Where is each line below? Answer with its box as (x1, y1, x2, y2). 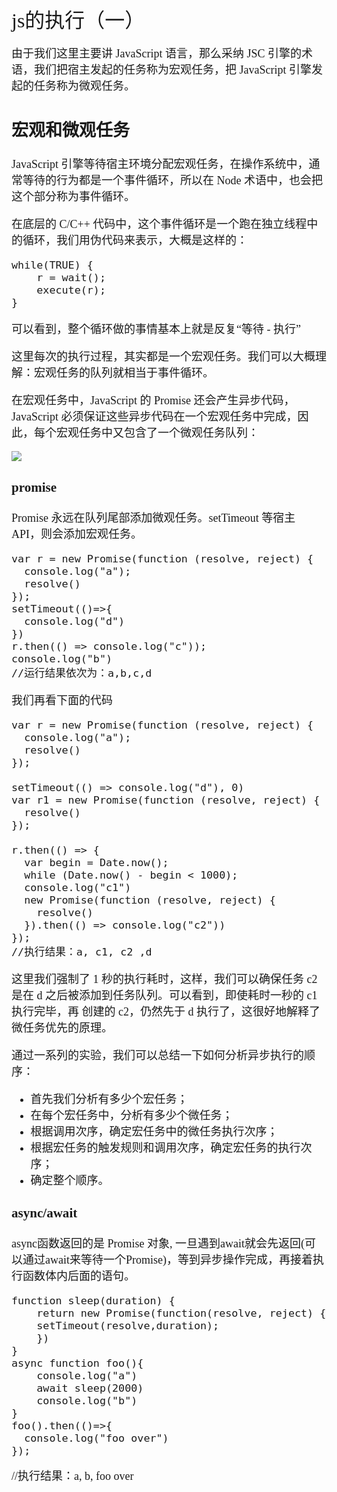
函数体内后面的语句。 (22, 1269, 136, 1283)
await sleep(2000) (36, 1381, 144, 1395)
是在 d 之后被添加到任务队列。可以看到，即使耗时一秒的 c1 (11, 988, 318, 1002)
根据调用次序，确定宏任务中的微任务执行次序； (30, 1124, 279, 1138)
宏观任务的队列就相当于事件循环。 (33, 366, 214, 380)
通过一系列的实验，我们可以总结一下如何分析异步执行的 (11, 1048, 304, 1062)
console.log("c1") (24, 880, 132, 894)
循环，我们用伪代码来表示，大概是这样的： (22, 234, 248, 248)
